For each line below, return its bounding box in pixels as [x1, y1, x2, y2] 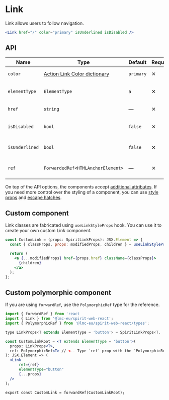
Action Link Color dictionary [43, 70, 110, 77]
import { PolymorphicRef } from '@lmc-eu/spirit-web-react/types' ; [5, 321, 150, 326]
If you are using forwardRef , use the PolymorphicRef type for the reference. [5, 302, 160, 308]
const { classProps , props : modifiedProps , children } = [10, 242, 132, 247]
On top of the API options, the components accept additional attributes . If [5, 183, 157, 189]
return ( [10, 251, 28, 256]
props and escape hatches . [5, 194, 62, 201]
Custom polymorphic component [5, 288, 112, 297]
